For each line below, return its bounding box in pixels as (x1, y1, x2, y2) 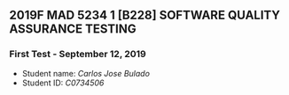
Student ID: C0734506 (21, 77, 105, 88)
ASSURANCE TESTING (9, 22, 137, 37)
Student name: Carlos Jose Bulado (21, 68, 151, 78)
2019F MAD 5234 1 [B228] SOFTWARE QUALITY (9, 8, 281, 23)
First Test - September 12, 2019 (9, 48, 146, 61)
